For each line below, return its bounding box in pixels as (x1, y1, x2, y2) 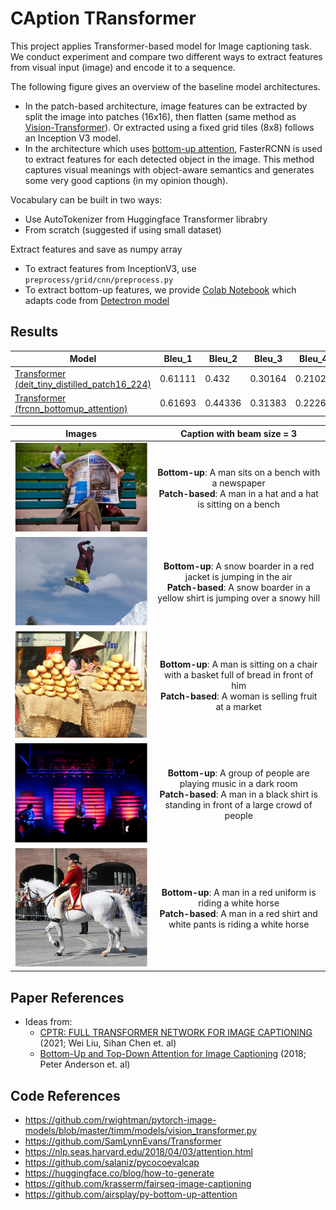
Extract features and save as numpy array (10, 243, 183, 255)
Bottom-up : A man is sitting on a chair (159, 658, 318, 670)
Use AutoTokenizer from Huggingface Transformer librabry (24, 213, 268, 225)
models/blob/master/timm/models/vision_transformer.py (24, 1125, 257, 1137)
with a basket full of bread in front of (163, 668, 314, 681)
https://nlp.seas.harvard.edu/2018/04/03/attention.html (24, 1146, 253, 1158)
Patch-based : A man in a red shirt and (159, 908, 318, 920)
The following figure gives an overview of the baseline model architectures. (10, 80, 321, 92)
